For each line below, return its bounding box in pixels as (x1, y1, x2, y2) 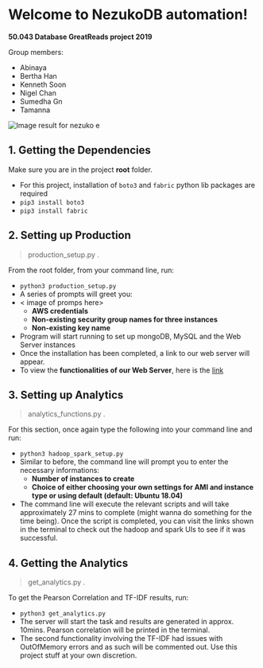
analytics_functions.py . (27, 409, 106, 419)
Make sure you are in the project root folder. (8, 165, 153, 174)
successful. (19, 533, 58, 543)
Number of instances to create (31, 474, 135, 483)
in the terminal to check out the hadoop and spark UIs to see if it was (19, 525, 246, 534)
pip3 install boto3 (19, 198, 85, 206)
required (19, 189, 48, 198)
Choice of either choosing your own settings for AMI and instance (31, 482, 254, 492)
